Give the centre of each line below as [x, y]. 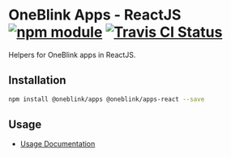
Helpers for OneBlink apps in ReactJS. [72, 55]
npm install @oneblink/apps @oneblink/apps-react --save [107, 99]
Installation [37, 80]
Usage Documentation [58, 144]
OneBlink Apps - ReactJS [95, 15]
